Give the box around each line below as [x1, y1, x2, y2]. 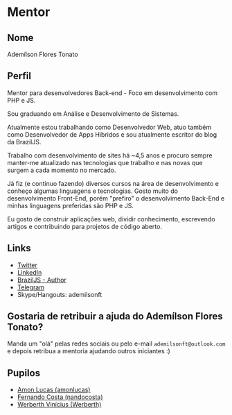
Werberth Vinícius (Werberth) [17, 400, 102, 409]
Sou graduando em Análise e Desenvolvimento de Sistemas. [7, 109, 179, 118]
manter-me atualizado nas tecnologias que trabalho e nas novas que [7, 158, 203, 167]
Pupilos [7, 367, 40, 379]
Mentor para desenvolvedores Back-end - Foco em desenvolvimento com [7, 88, 218, 97]
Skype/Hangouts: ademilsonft [17, 290, 102, 298]
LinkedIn [17, 268, 42, 276]
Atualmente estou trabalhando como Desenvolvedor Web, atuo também [7, 123, 212, 131]
